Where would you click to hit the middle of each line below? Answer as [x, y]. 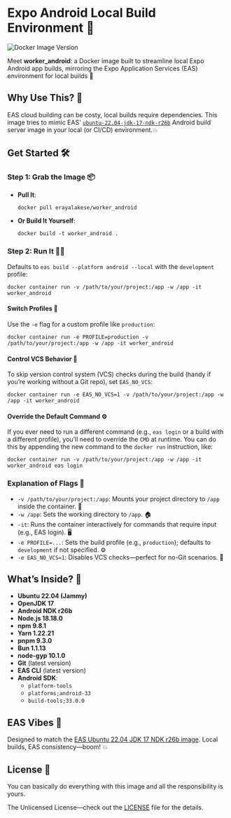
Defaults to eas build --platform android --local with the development [111, 266]
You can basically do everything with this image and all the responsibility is [115, 786]
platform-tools [50, 686]
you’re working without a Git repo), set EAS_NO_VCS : [80, 382]
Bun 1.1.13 [31, 648]
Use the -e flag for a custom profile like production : [81, 324]
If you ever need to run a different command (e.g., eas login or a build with [115, 432]
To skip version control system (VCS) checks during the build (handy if [109, 374]
